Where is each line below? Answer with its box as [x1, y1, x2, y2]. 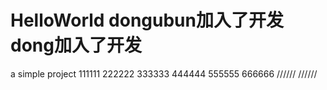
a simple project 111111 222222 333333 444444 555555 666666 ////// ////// [10, 67, 318, 80]
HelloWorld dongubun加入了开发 [10, 9, 284, 32]
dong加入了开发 [10, 34, 142, 57]
